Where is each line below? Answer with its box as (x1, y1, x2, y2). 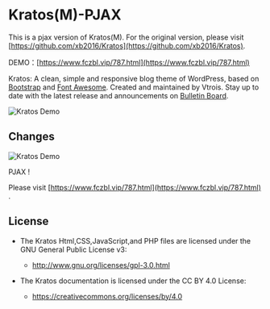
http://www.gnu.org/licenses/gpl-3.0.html (31, 260, 171, 269)
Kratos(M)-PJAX (8, 6, 122, 24)
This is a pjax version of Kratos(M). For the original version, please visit (8, 32, 244, 42)
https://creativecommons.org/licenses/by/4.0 (31, 291, 183, 301)
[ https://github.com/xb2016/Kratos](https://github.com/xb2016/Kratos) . (8, 40, 246, 50)
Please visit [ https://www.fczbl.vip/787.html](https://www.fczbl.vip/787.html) (8, 182, 262, 192)
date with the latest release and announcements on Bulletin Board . (8, 90, 229, 100)
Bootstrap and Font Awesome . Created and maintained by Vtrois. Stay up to (8, 82, 260, 92)
